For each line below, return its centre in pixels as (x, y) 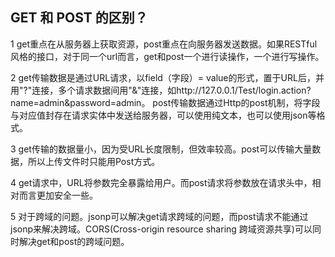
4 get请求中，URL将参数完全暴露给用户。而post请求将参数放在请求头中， (161, 182)
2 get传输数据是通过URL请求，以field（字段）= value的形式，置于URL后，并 (167, 77)
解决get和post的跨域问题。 (74, 241)
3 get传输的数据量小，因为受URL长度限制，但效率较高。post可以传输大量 (161, 149)
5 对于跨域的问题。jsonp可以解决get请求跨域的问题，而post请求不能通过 (159, 216)
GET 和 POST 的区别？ (79, 18)
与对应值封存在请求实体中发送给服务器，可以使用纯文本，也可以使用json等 (163, 115)
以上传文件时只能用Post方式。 (98, 161)
